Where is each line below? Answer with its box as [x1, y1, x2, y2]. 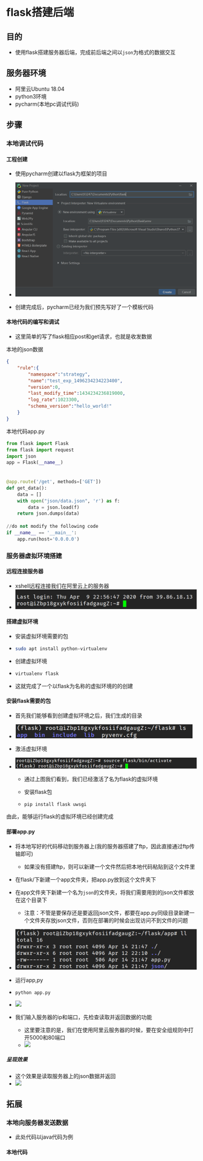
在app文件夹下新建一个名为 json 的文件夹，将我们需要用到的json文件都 [14, 888, 189, 896]
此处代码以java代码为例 [14, 1133, 74, 1140]
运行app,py [14, 976, 43, 983]
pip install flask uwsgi [24, 802, 87, 808]
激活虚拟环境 [14, 745, 47, 752]
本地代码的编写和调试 [6, 318, 59, 325]
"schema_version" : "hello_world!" [28, 403, 112, 409]
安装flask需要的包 [6, 697, 51, 704]
